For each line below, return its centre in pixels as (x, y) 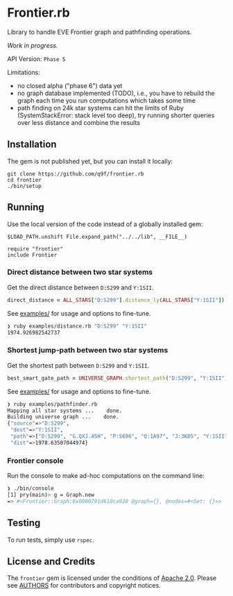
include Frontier (32, 255)
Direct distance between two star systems (80, 272)
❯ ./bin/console (31, 488)
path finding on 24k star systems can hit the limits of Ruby (100, 108)
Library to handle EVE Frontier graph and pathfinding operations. (100, 32)
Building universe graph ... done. (63, 417)
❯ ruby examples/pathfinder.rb (52, 404)
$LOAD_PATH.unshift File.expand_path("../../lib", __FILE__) (97, 237)
